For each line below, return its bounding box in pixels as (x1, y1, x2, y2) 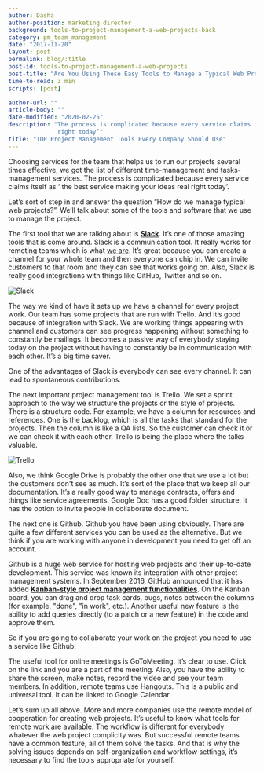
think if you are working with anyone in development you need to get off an (8, 536, 251, 545)
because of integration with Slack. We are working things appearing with (8, 317, 244, 327)
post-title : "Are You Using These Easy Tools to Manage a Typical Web (8, 70, 244, 78)
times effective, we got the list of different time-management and (8, 165, 219, 174)
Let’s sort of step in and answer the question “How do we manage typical (8, 197, 245, 207)
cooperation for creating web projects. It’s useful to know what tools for (8, 713, 240, 723)
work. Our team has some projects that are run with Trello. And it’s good (8, 309, 241, 319)
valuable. (8, 440, 38, 449)
